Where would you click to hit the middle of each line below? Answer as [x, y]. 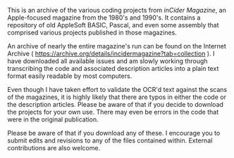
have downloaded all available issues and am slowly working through [107, 61]
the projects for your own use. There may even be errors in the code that [113, 112]
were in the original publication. [53, 119]
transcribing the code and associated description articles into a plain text [113, 68]
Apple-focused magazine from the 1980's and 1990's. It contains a [104, 18]
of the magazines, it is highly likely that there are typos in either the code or [117, 97]
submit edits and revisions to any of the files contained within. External [110, 140]
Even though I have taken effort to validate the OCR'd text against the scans [117, 90]
